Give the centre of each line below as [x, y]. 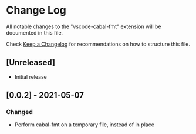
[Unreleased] [31, 63]
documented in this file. [35, 32]
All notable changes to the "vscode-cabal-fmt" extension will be [84, 26]
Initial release [31, 76]
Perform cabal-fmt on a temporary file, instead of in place [84, 125]
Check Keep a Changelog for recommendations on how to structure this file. [98, 44]
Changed [20, 112]
